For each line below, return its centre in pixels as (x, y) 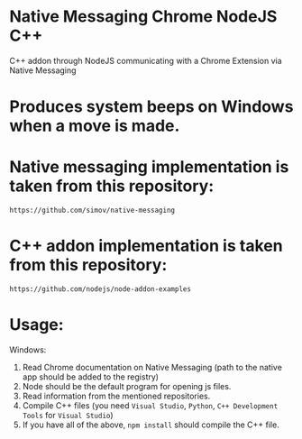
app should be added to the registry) (91, 377)
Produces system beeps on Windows (151, 107)
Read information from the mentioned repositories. (116, 396)
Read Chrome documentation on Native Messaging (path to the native (152, 367)
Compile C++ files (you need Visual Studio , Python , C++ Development (150, 405)
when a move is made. (95, 126)
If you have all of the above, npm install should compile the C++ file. (151, 425)
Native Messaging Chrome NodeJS (143, 17)
